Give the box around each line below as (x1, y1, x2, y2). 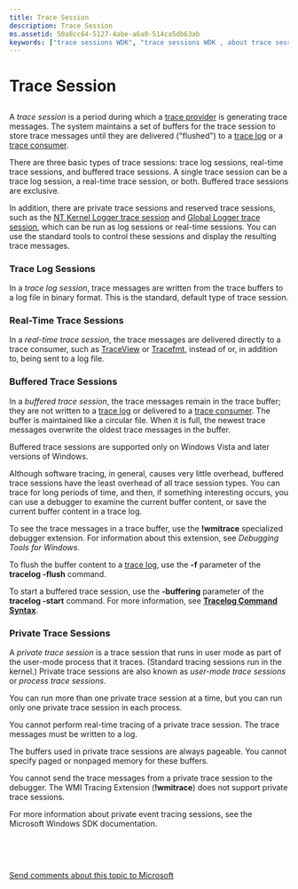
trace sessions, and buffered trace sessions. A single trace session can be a (9, 166, 288, 177)
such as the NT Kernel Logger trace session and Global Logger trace (9, 212, 261, 222)
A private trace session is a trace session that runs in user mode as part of (9, 647, 282, 658)
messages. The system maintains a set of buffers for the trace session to (9, 121, 277, 132)
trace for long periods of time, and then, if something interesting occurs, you (9, 486, 289, 498)
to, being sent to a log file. (9, 353, 105, 364)
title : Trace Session (9, 12, 90, 22)
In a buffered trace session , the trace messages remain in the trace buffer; (9, 396, 281, 406)
